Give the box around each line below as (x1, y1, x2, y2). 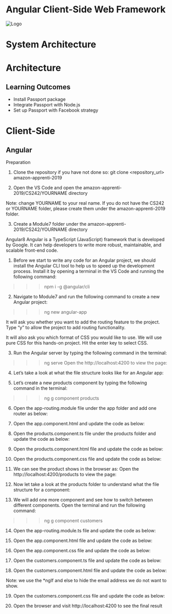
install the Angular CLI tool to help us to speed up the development (13, 263, 155, 269)
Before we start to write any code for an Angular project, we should (13, 257, 156, 263)
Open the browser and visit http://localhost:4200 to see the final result (13, 603, 163, 609)
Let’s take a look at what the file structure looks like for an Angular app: (13, 370, 164, 376)
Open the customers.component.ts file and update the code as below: (13, 557, 162, 564)
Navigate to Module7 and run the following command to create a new (13, 294, 160, 300)
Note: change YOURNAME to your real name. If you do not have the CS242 (6, 200, 165, 206)
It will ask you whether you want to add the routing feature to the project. (6, 319, 160, 325)
